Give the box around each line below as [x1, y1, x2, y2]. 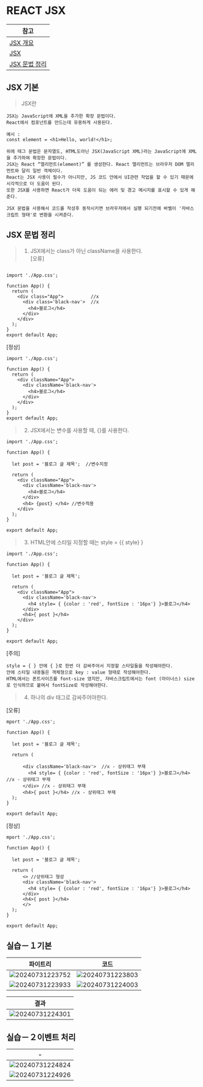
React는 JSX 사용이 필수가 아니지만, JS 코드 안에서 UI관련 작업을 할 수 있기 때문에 [6, 174, 194, 180]
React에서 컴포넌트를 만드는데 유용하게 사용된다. [6, 119, 113, 125]
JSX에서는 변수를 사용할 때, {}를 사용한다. [30, 426, 129, 433]
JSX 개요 [9, 38, 34, 47]
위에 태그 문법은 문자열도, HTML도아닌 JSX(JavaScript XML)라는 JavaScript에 [6, 148, 187, 154]
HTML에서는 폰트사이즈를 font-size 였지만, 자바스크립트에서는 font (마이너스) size [6, 675, 195, 682]
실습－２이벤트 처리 [6, 1032, 76, 1043]
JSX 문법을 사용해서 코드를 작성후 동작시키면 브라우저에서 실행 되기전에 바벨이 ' [6, 205, 182, 212]
